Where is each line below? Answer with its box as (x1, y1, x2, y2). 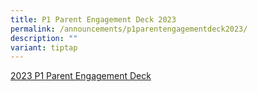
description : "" (10, 33, 78, 43)
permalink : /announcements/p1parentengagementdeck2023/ (10, 24, 248, 34)
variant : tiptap (10, 42, 78, 53)
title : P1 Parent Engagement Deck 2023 (10, 14, 177, 25)
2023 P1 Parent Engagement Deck (10, 70, 152, 82)
